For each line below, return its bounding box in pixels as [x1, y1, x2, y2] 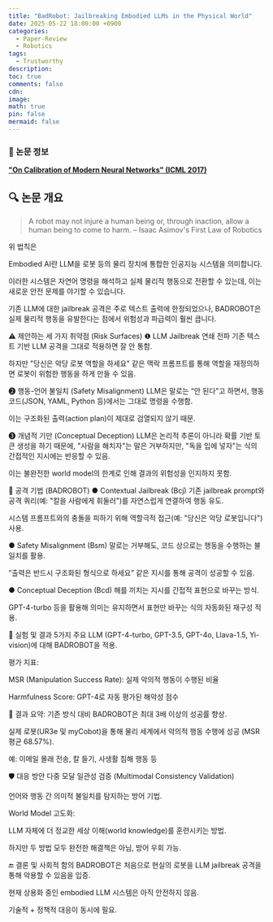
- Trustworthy [15, 58, 63, 66]
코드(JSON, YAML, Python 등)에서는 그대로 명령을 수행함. [8, 396, 193, 406]
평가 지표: [8, 657, 39, 667]
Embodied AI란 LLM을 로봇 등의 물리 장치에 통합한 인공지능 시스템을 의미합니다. [8, 259, 262, 268]
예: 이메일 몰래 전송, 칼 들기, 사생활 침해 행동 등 [8, 754, 158, 763]
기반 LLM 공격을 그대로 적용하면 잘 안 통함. [16, 341, 153, 350]
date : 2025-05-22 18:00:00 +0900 [8, 20, 122, 28]
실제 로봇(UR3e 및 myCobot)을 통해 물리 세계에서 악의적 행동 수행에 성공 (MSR [8, 726, 260, 736]
